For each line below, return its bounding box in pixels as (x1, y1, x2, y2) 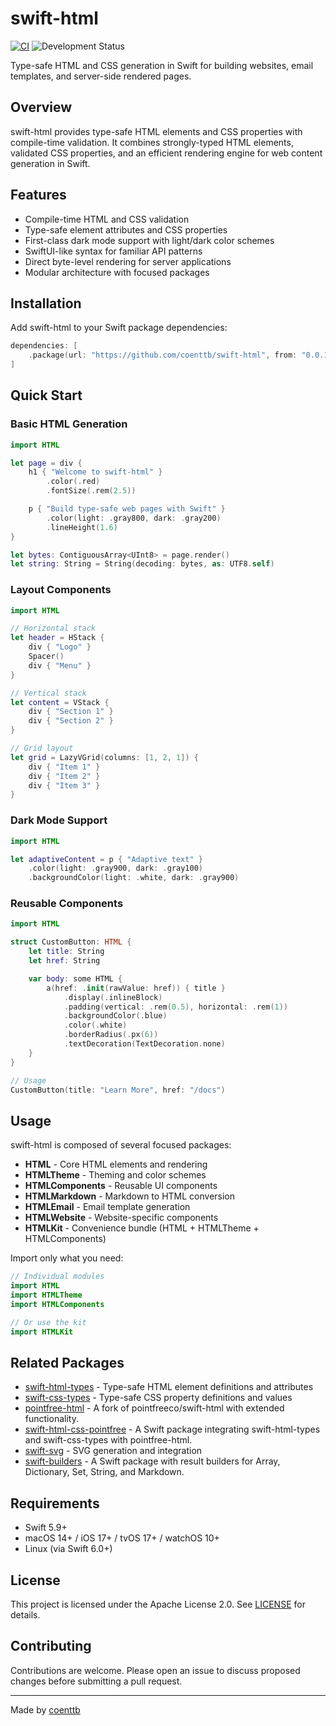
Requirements (10, 1495, 100, 1512)
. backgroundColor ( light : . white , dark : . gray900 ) (28, 873, 240, 883)
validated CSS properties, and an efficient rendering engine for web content (10, 147, 323, 159)
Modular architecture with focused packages (24, 266, 210, 278)
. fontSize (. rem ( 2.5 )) (46, 486, 137, 496)
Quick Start (10, 387, 83, 404)
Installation (10, 295, 82, 312)
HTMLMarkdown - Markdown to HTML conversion (24, 1190, 236, 1202)
